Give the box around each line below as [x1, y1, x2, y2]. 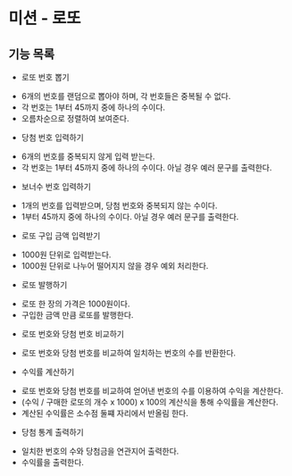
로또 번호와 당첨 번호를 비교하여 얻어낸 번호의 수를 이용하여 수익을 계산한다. [21, 386, 284, 396]
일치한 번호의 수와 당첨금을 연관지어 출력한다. [21, 446, 179, 456]
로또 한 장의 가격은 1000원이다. [21, 298, 130, 309]
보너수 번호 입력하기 [21, 181, 91, 192]
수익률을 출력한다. [21, 457, 84, 467]
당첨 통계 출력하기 [21, 427, 84, 438]
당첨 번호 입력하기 [21, 132, 84, 143]
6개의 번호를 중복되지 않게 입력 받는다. [21, 151, 155, 162]
